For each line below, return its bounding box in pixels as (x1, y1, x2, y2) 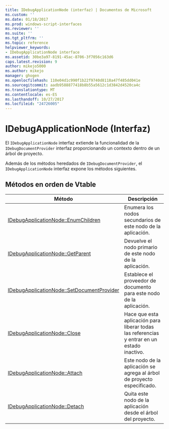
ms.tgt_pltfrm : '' (5, 36, 44, 41)
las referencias (124, 329, 159, 337)
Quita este (124, 390, 148, 397)
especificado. (124, 382, 156, 389)
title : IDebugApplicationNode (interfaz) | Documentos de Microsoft (5, 7, 152, 13)
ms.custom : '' (5, 12, 35, 17)
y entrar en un (124, 336, 157, 343)
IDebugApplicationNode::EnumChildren (8, 216, 101, 223)
